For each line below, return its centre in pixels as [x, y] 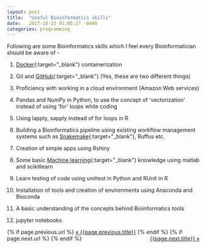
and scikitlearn [35, 167]
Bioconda [28, 197]
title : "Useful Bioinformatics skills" [59, 18]
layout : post [24, 12]
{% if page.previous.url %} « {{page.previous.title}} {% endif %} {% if [95, 232]
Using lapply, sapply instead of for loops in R [72, 118]
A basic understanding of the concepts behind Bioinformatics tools [100, 208]
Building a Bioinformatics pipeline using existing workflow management [106, 130]
